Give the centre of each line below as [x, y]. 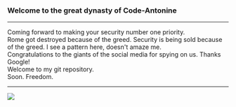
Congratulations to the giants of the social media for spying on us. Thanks [114, 55]
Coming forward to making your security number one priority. [96, 32]
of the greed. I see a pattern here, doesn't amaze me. [84, 47]
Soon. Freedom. [31, 77]
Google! [19, 62]
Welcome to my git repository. [51, 69]
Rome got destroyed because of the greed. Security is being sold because [115, 40]
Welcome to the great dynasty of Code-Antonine [92, 10]
